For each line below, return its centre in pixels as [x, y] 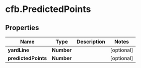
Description [91, 42]
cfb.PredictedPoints [48, 9]
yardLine [18, 50]
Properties [22, 28]
